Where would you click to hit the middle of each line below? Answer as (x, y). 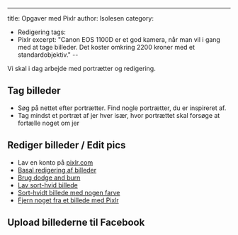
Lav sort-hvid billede (47, 185)
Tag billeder (34, 91)
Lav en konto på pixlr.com (55, 162)
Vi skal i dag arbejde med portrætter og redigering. (81, 69)
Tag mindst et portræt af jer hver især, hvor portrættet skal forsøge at (119, 115)
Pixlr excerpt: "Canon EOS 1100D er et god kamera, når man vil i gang (119, 39)
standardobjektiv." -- (48, 55)
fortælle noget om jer (49, 123)
